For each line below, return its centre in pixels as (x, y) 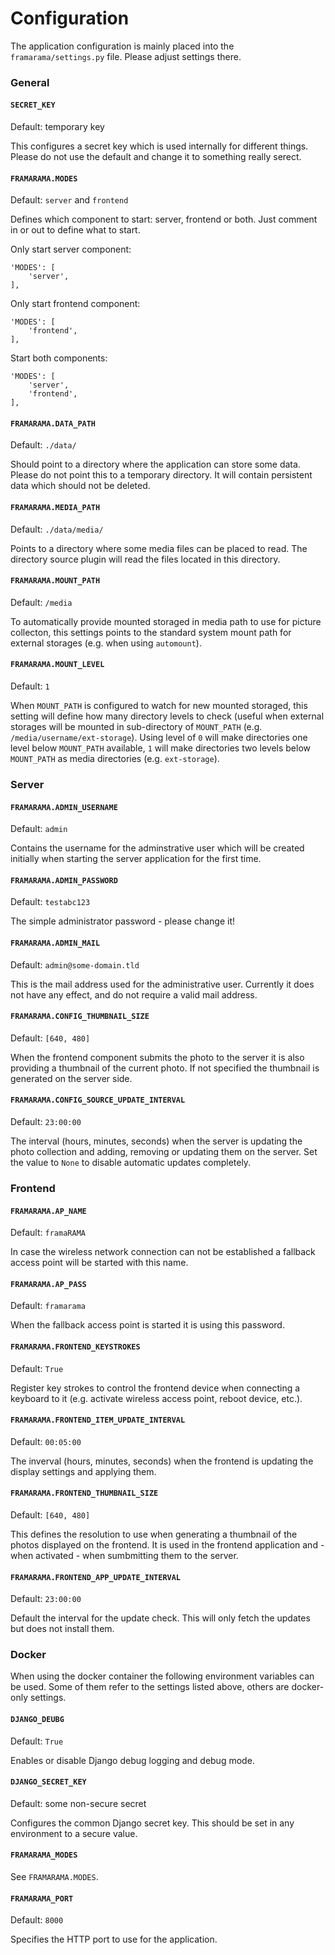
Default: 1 (30, 686)
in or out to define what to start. (75, 230)
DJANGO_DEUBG (37, 1720)
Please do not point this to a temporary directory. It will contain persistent (161, 475)
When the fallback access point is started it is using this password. (147, 1325)
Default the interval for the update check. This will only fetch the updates (160, 1618)
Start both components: (59, 358)
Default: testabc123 (50, 902)
